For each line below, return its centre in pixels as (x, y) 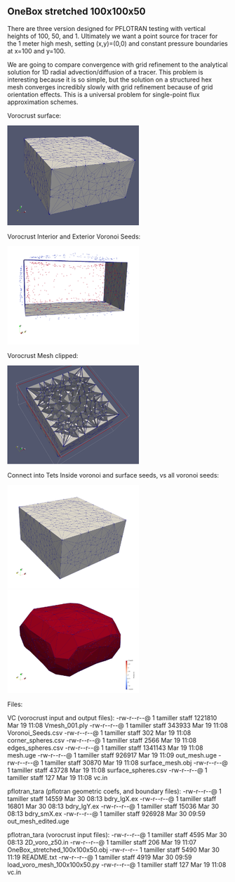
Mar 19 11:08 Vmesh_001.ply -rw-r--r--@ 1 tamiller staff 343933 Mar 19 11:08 (117, 725)
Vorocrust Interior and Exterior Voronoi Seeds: (74, 236)
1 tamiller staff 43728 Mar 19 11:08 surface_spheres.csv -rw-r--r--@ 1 (108, 770)
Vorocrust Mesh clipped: (43, 356)
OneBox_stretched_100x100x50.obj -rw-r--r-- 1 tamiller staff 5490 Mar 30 (113, 850)
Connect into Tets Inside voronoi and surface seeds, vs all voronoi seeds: (113, 475)
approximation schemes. (43, 102)
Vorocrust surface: (34, 115)
